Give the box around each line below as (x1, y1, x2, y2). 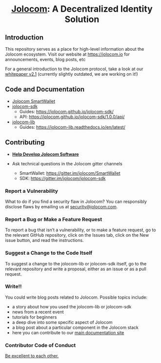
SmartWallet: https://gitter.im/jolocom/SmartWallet (19, 170, 121, 176)
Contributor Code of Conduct (5, 342, 76, 348)
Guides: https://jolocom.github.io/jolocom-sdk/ (19, 108, 114, 114)
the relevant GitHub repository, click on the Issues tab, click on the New (5, 232, 149, 238)
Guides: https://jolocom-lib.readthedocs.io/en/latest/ (19, 124, 125, 130)
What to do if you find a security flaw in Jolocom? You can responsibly (5, 199, 147, 204)
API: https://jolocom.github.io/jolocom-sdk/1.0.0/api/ (19, 114, 125, 120)
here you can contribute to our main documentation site (12, 329, 124, 335)
